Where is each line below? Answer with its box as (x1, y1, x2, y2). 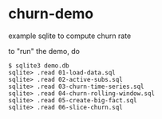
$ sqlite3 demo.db (8, 61, 69, 70)
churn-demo (8, 5, 94, 23)
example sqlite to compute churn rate (8, 31, 132, 40)
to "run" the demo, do (8, 46, 80, 56)
